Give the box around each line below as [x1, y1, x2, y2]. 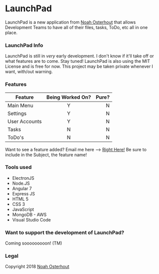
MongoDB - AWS [12, 212, 47, 218]
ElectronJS [12, 175, 35, 181]
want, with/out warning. [5, 69, 53, 75]
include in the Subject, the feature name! [5, 152, 87, 158]
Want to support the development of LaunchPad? [5, 229, 125, 236]
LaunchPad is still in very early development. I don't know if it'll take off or [5, 53, 154, 59]
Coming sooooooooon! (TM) [5, 240, 63, 246]
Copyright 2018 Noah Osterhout [5, 264, 69, 270]
